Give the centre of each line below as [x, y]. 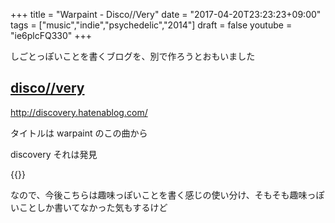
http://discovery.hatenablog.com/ [79, 112]
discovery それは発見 [54, 154]
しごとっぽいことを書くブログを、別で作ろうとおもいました [133, 56]
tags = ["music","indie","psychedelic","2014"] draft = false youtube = [151, 25]
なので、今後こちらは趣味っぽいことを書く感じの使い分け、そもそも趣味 [159, 195]
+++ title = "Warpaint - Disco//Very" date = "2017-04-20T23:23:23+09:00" [166, 14]
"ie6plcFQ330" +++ [51, 35]
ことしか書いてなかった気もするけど [93, 207]
